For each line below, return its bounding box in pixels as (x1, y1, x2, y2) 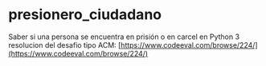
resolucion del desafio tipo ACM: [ (8, 40, 121, 49)
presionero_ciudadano (8, 6, 162, 24)
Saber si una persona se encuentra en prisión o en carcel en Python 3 (8, 32, 239, 41)
